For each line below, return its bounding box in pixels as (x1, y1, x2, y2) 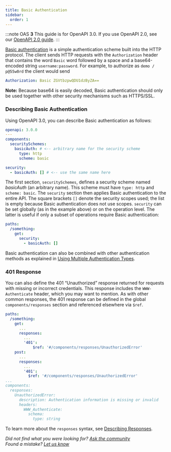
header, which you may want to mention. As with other (34, 291, 149, 297)
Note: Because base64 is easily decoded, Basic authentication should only (5, 88, 163, 94)
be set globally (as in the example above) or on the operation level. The (5, 206, 155, 213)
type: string (32, 416, 60, 422)
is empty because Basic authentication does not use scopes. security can (5, 201, 162, 207)
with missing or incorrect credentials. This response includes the (5, 285, 141, 292)
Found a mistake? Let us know (5, 441, 70, 447)
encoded (5, 63, 25, 69)
